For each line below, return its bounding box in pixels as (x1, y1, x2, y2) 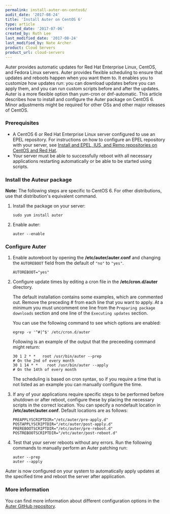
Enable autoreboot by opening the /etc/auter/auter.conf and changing (12, 255, 161, 261)
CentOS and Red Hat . (12, 147, 57, 153)
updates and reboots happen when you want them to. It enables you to (5, 75, 153, 81)
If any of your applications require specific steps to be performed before (12, 391, 164, 397)
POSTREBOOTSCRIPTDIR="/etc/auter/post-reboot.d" (12, 431, 118, 436)
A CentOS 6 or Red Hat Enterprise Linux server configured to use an (12, 131, 156, 137)
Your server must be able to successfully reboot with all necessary (12, 153, 152, 159)
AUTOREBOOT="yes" (12, 270, 50, 275)
